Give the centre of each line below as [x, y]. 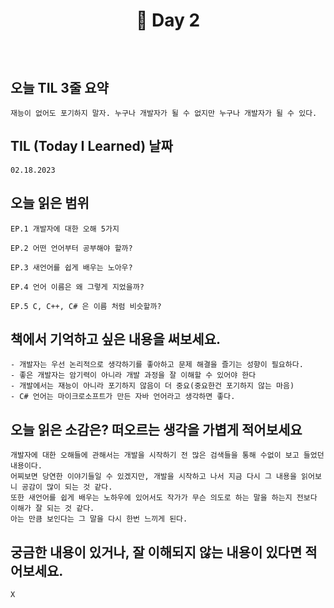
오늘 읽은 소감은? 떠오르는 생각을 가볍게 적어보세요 [156, 429]
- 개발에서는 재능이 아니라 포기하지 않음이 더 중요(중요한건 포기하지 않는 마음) [152, 386]
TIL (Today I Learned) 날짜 [91, 146]
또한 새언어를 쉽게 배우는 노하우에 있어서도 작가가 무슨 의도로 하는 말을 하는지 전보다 [164, 498]
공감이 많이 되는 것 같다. [67, 487]
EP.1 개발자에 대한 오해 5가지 [65, 229]
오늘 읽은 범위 [50, 203]
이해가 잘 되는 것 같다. [52, 509]
